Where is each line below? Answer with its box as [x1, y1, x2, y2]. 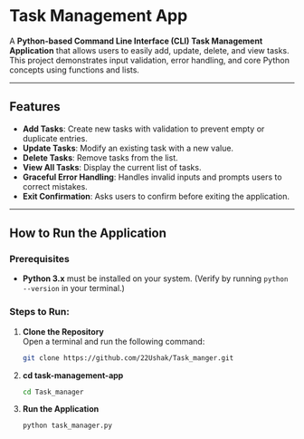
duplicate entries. [22, 132, 88, 143]
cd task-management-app [22, 369, 124, 381]
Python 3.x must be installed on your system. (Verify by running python [22, 273, 289, 284]
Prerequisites [9, 253, 70, 266]
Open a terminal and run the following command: [22, 336, 205, 346]
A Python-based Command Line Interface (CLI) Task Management [9, 35, 263, 46]
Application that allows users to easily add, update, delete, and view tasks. [9, 44, 290, 55]
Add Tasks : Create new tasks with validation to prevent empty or [22, 123, 265, 134]
